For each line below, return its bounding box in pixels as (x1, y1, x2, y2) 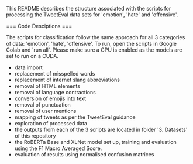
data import (14, 64, 43, 71)
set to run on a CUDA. (6, 53, 58, 59)
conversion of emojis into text (14, 95, 87, 102)
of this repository (14, 132, 57, 139)
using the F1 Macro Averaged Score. (14, 145, 102, 152)
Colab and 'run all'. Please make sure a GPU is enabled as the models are (6, 46, 182, 53)
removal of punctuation (14, 101, 71, 108)
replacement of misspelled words (14, 70, 95, 77)
